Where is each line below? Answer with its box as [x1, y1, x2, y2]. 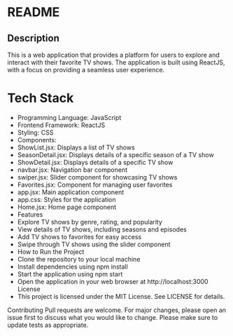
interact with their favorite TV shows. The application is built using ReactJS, [7, 58, 225, 67]
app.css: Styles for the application [17, 195, 116, 203]
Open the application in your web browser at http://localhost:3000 [17, 277, 209, 285]
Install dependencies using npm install [17, 262, 128, 271]
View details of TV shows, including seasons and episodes [17, 225, 187, 234]
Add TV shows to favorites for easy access [17, 232, 142, 241]
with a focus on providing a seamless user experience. [7, 66, 165, 74]
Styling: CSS [17, 128, 54, 137]
